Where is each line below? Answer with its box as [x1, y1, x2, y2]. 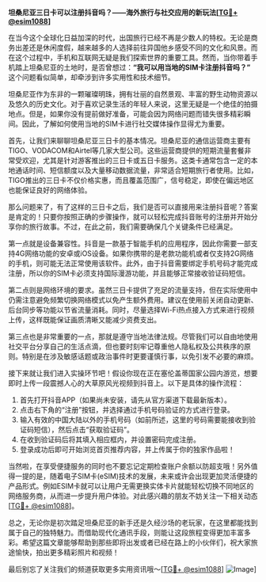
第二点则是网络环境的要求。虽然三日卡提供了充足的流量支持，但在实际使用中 [8, 285, 258, 295]
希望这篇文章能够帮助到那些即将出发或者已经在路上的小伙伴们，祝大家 [21, 538, 251, 547]
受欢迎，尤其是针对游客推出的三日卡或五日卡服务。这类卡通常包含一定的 [14, 156, 251, 165]
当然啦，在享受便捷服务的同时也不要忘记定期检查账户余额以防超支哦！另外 [8, 462, 251, 470]
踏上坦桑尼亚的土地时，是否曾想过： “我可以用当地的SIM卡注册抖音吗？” [14, 63, 251, 72]
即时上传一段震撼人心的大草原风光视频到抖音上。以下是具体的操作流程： [8, 378, 244, 387]
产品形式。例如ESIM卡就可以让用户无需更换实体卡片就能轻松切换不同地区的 [8, 481, 254, 490]
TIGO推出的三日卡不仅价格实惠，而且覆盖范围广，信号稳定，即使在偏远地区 [8, 176, 254, 184]
